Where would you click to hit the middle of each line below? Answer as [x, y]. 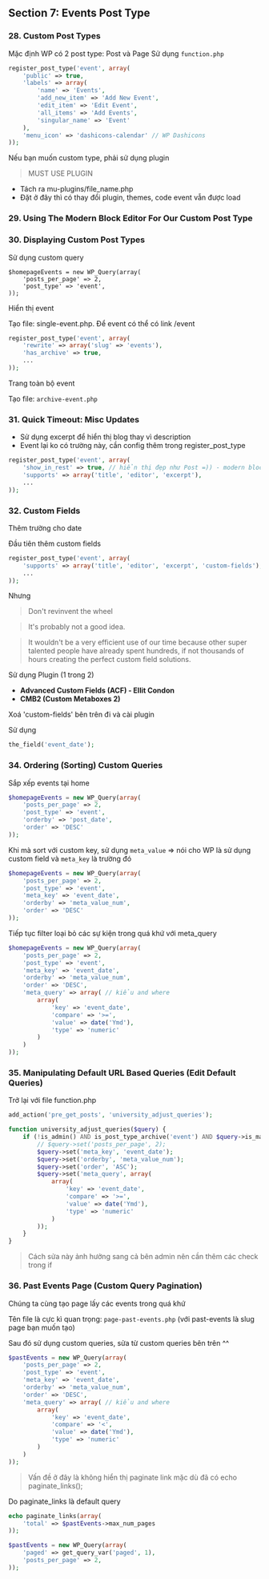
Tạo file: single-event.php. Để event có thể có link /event [102, 323]
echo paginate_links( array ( [55, 1516]
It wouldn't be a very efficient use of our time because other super [137, 642]
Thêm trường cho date [45, 527]
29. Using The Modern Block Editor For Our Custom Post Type [130, 218]
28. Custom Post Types [55, 36]
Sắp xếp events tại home [49, 783]
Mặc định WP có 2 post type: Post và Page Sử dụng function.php [116, 53]
